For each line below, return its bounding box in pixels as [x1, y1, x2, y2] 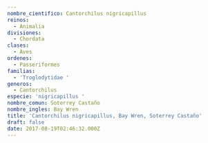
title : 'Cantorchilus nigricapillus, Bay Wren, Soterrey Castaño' [7, 112, 202, 119]
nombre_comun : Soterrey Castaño [7, 100, 100, 107]
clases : [7, 42, 30, 49]
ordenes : [7, 55, 32, 62]
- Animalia [13, 23, 45, 30]
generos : [7, 80, 32, 87]
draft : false [7, 118, 45, 126]
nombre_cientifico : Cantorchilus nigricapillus [7, 10, 147, 17]
